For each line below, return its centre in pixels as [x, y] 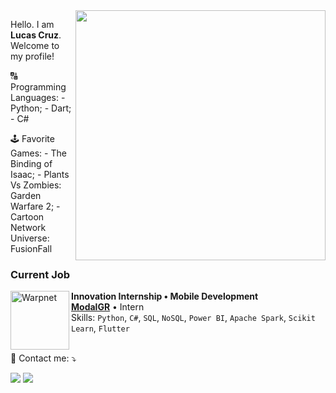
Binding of [31, 163]
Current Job [40, 274]
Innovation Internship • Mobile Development [165, 296]
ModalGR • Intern [108, 307]
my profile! [32, 56]
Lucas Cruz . [36, 35]
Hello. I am [32, 24]
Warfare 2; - [35, 206]
